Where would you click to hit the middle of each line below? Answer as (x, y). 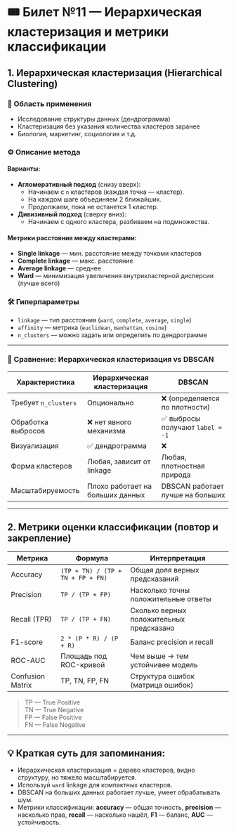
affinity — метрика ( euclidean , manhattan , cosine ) (92, 327)
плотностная (183, 466)
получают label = (192, 427)
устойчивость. (39, 822)
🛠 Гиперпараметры (43, 302)
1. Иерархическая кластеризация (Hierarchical (115, 73)
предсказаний (154, 579)
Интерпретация (178, 558)
